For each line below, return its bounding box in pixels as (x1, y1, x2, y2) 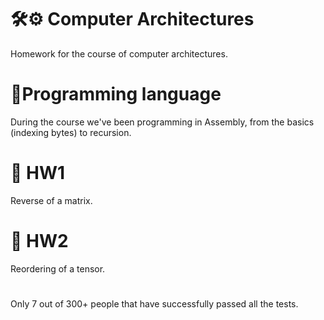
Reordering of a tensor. (10, 262, 106, 275)
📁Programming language (10, 83, 222, 106)
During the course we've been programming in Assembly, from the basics (10, 116, 315, 128)
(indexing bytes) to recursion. (10, 126, 132, 138)
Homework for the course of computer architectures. (10, 47, 228, 60)
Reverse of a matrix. (10, 194, 93, 206)
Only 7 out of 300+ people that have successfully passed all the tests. (10, 297, 299, 310)
